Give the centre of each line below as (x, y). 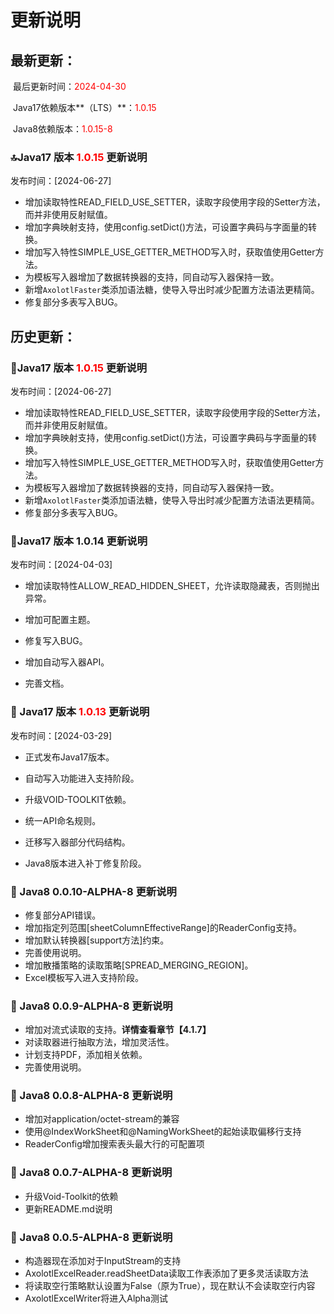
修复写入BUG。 (56, 641)
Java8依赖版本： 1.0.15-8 (62, 129)
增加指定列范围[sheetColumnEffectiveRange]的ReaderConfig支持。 (163, 927)
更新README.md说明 (68, 1208)
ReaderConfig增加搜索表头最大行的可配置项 (114, 1144)
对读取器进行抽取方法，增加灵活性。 (99, 1042)
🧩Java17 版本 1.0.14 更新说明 (79, 541)
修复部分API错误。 (63, 915)
